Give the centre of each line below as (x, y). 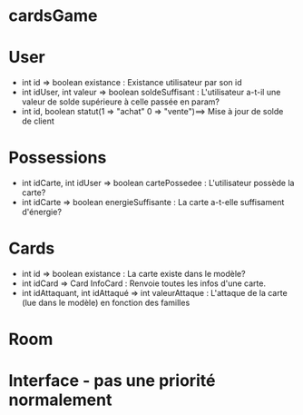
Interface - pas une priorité (112, 381)
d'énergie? (42, 212)
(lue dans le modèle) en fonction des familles (106, 302)
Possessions (58, 158)
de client (38, 121)
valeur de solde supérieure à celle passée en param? (120, 102)
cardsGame (53, 16)
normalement (60, 400)
